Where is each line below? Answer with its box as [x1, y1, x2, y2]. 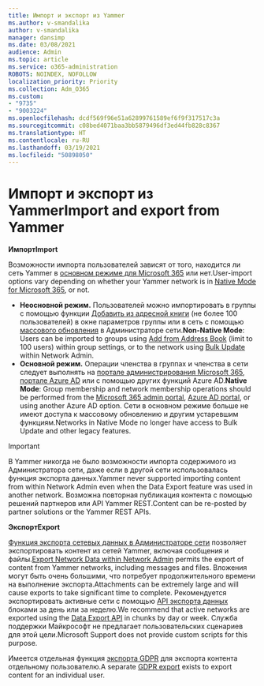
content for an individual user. [8, 670, 105, 680]
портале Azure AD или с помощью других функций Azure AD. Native [19, 376, 247, 385]
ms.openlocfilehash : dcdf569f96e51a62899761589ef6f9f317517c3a [8, 114, 221, 122]
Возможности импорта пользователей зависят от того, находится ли [8, 260, 241, 269]
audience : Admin [8, 48, 61, 56]
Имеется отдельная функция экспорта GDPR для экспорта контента [8, 654, 238, 663]
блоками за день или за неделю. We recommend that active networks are [8, 605, 250, 614]
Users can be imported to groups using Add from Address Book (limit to [19, 334, 254, 343]
